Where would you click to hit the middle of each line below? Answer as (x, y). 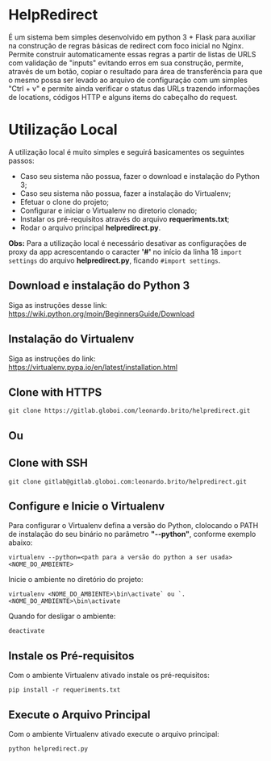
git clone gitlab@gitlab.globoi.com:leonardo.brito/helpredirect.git (128, 481)
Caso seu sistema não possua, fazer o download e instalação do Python (140, 176)
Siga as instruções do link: (52, 358)
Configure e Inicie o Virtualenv (87, 506)
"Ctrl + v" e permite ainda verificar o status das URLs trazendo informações (134, 88)
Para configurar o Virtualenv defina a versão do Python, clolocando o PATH (133, 526)
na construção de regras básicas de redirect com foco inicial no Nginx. (126, 45)
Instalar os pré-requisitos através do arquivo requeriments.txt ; (125, 218)
